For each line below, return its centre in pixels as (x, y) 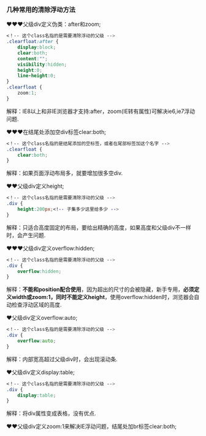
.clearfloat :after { (33, 42)
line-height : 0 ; (37, 76)
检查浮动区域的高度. (37, 305)
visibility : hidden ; (42, 64)
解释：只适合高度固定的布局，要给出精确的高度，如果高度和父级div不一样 (99, 227)
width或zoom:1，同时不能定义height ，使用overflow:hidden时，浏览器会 (103, 297)
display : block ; (37, 47)
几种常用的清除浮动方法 (41, 9)
